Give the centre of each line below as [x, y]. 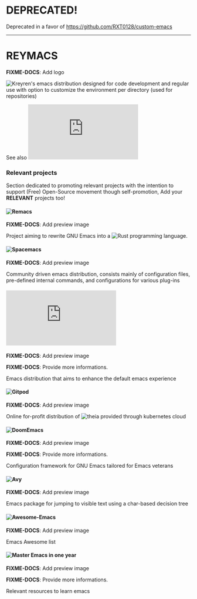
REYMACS [32, 56]
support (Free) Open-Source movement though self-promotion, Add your [94, 192]
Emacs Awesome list [31, 541]
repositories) [21, 96]
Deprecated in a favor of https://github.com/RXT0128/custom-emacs [89, 26]
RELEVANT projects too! [36, 198]
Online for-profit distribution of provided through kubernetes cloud [96, 416]
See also [17, 157]
